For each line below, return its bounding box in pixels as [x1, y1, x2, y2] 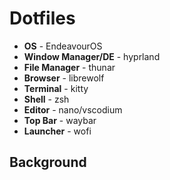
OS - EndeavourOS [23, 40, 103, 52]
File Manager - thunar [23, 61, 116, 73]
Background [9, 154, 87, 171]
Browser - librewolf [23, 72, 105, 84]
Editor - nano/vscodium [23, 103, 123, 116]
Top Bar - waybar [23, 114, 97, 126]
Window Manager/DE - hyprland [23, 50, 161, 62]
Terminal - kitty [23, 82, 89, 94]
